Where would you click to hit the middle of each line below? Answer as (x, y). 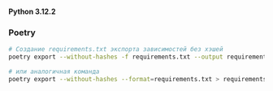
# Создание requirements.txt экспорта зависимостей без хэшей (116, 49)
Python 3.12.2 (32, 11)
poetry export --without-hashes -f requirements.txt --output (116, 57)
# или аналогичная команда (54, 71)
